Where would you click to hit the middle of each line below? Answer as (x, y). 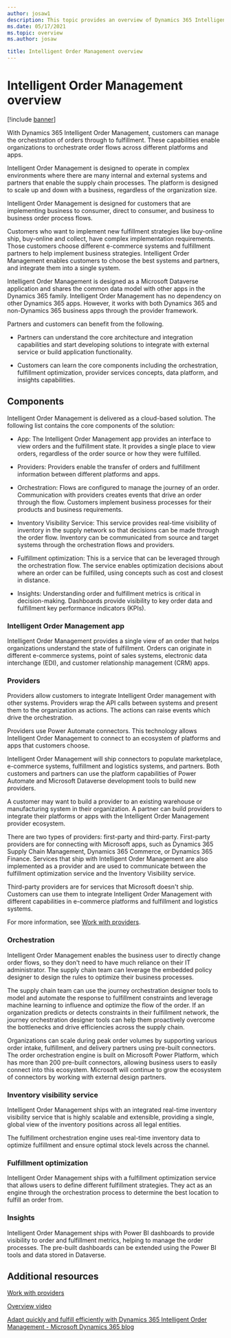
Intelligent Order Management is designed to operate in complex (98, 168)
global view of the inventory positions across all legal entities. (94, 1124)
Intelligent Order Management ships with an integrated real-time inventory (112, 1109)
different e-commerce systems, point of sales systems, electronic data (107, 656)
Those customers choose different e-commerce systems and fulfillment (109, 246)
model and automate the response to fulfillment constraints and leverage (110, 998)
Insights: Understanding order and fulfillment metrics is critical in (109, 593)
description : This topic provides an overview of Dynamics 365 (100, 20)
